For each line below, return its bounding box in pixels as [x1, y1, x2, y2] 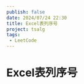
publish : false [6, 9, 45, 15]
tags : [6, 32, 20, 38]
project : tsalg [6, 26, 45, 32]
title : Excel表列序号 [6, 20, 58, 26]
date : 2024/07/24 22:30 [6, 15, 67, 21]
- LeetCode [9, 37, 37, 44]
